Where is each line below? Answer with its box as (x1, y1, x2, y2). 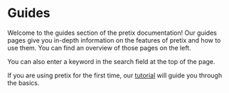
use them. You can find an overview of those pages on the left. (7, 43, 191, 52)
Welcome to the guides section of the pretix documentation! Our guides (7, 28, 217, 37)
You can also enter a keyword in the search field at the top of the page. (7, 57, 215, 65)
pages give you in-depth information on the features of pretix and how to (7, 35, 221, 44)
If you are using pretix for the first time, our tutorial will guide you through (7, 71, 223, 80)
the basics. (7, 78, 40, 87)
